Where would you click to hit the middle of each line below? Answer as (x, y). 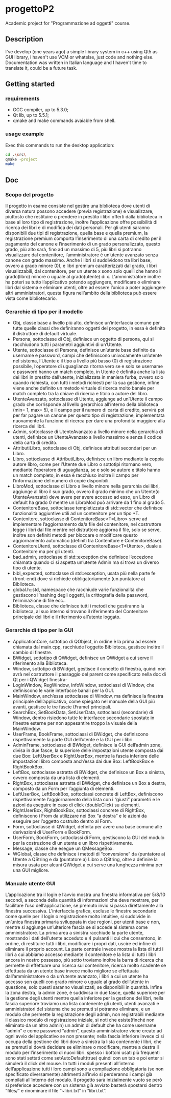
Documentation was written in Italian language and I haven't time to (76, 63)
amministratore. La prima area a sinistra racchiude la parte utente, (75, 932)
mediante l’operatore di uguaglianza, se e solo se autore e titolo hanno (87, 470)
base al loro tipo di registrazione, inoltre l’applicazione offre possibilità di (81, 222)
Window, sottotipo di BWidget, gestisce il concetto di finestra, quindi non (89, 668)
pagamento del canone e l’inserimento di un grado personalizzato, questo (83, 244)
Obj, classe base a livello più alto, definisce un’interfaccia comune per (86, 323)
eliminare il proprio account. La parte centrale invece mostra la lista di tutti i (84, 949)
